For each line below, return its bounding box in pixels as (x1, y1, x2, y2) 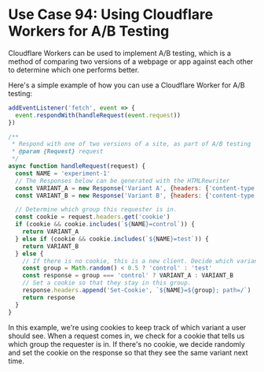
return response (22, 293, 76, 301)
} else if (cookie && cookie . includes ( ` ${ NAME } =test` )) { (15, 235, 210, 243)
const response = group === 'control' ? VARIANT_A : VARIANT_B (22, 272, 234, 280)
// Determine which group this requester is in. (15, 206, 178, 214)
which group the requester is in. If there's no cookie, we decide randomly (8, 339, 245, 348)
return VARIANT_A (22, 228, 79, 236)
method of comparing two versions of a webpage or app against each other (8, 57, 254, 66)
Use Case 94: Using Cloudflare (8, 6, 214, 24)
